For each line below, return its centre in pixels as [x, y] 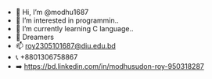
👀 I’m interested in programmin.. [67, 20]
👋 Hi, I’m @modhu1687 [52, 12]
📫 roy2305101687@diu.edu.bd [65, 46]
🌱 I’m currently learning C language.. [75, 29]
